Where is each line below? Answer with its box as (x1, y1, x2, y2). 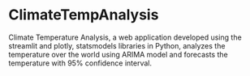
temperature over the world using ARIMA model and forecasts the (8, 49, 229, 59)
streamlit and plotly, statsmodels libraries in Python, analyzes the (8, 40, 226, 50)
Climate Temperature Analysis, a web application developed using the (8, 32, 242, 42)
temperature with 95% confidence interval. (8, 58, 153, 68)
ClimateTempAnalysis (8, 6, 159, 24)
